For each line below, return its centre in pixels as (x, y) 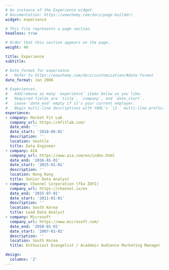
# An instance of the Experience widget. (50, 10)
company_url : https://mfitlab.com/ (48, 122)
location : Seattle (30, 141)
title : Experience (25, 57)
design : (13, 255)
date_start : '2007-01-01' (37, 231)
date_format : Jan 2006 (29, 80)
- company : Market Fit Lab (34, 118)
